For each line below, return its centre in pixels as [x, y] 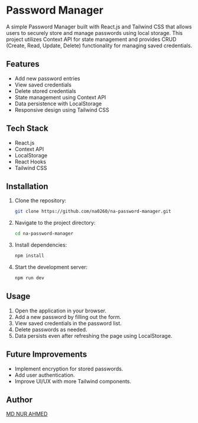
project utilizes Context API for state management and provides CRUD [91, 39]
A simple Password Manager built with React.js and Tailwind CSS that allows [99, 27]
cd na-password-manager [44, 234]
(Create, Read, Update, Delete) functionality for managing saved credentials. [99, 46]
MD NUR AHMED [27, 414]
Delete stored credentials [45, 91]
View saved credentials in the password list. [68, 323]
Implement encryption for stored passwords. [69, 369]
